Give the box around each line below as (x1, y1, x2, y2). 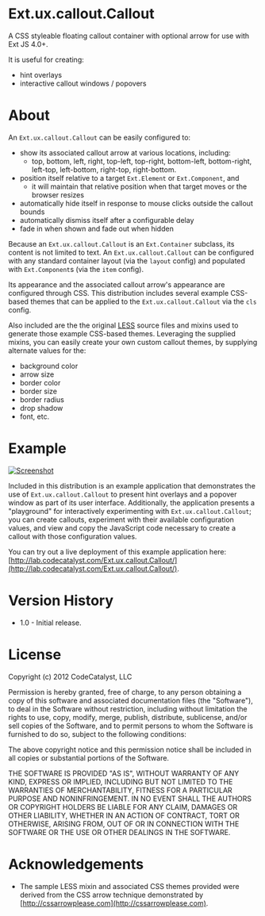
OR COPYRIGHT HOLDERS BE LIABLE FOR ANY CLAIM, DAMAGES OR (8, 802, 238, 811)
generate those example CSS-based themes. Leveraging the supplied (8, 328, 236, 338)
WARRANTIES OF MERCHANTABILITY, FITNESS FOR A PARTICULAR (8, 785, 232, 795)
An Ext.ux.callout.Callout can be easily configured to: (8, 132, 191, 142)
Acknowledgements (8, 855, 144, 873)
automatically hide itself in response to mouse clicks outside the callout (19, 198, 254, 208)
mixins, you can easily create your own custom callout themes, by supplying (8, 337, 258, 347)
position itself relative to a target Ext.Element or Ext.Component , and (19, 173, 240, 182)
